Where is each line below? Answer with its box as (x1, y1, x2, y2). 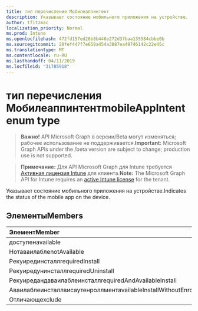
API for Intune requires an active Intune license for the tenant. (20, 176, 170, 183)
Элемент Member (9, 228, 60, 236)
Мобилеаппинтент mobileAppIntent (6, 101, 186, 115)
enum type (6, 114, 60, 127)
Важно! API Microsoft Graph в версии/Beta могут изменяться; (20, 133, 176, 140)
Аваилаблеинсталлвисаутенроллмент (9, 286, 118, 295)
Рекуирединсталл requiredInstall (9, 257, 100, 266)
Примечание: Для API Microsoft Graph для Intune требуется (20, 163, 172, 171)
